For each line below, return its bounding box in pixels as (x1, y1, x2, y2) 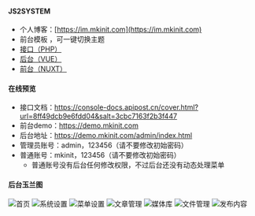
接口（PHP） (19, 44, 62, 54)
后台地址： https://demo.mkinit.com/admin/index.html (19, 131, 193, 140)
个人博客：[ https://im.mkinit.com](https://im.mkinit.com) (19, 24, 202, 35)
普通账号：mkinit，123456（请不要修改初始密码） (19, 151, 181, 160)
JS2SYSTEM (8, 6, 51, 16)
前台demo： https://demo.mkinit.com (19, 121, 139, 130)
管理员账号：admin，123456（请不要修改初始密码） (19, 140, 189, 150)
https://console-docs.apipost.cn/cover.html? (54, 102, 199, 112)
